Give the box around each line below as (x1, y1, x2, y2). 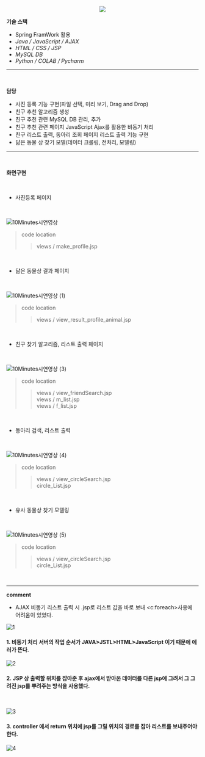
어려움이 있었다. (15, 611, 53, 618)
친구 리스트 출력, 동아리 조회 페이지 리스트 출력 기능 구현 (15, 131, 149, 138)
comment (6, 591, 32, 598)
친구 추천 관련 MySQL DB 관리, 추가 (15, 116, 101, 123)
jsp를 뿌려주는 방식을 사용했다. (17, 682, 90, 689)
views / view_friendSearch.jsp (36, 389, 112, 396)
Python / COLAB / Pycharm (15, 57, 84, 64)
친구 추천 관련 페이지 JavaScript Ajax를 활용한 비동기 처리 (15, 123, 154, 131)
